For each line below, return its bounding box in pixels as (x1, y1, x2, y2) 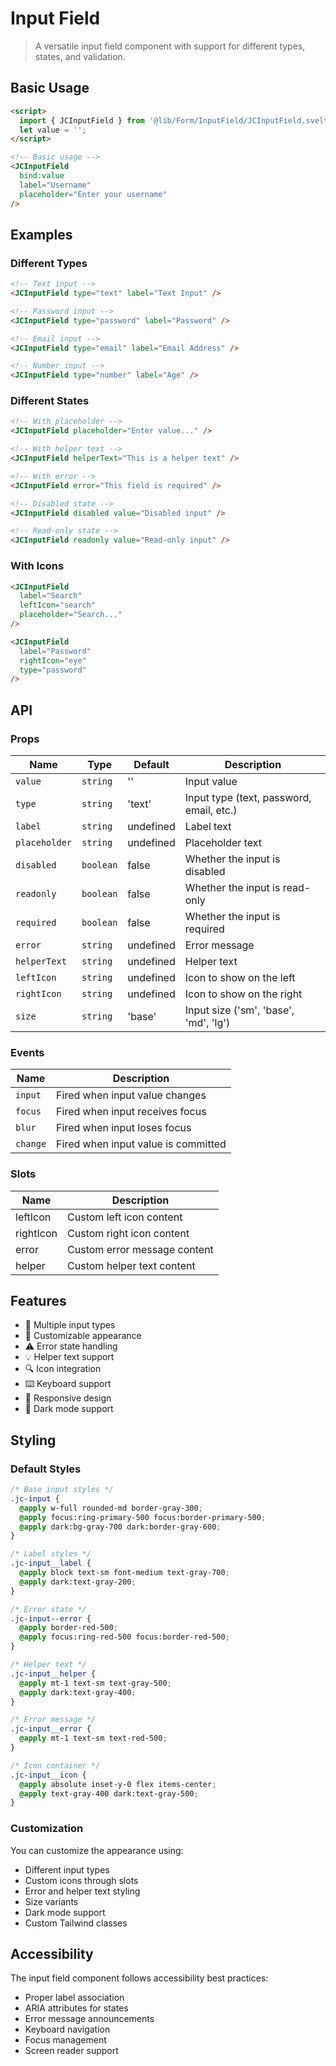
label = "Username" (19, 180, 92, 190)
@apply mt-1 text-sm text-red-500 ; (19, 1733, 168, 1744)
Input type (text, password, (184, 790, 312, 804)
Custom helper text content (67, 1258, 196, 1272)
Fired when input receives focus (56, 1105, 207, 1119)
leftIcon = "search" (19, 600, 97, 611)
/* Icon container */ (10, 1760, 101, 1771)
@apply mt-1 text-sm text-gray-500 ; (19, 1678, 172, 1688)
